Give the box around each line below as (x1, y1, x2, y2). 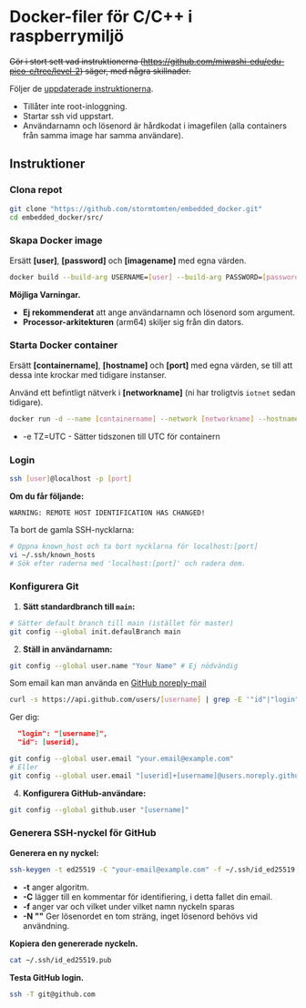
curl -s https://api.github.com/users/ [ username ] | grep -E (9, 695, 243, 705)
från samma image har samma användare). (22, 129, 184, 140)
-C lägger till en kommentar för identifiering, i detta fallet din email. (22, 891, 273, 902)
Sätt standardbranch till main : (22, 601, 136, 612)
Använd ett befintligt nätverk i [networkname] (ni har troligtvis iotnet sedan (9, 387, 296, 398)
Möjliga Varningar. (9, 289, 81, 300)
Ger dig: (9, 712, 40, 723)
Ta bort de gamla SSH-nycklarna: (9, 524, 135, 535)
